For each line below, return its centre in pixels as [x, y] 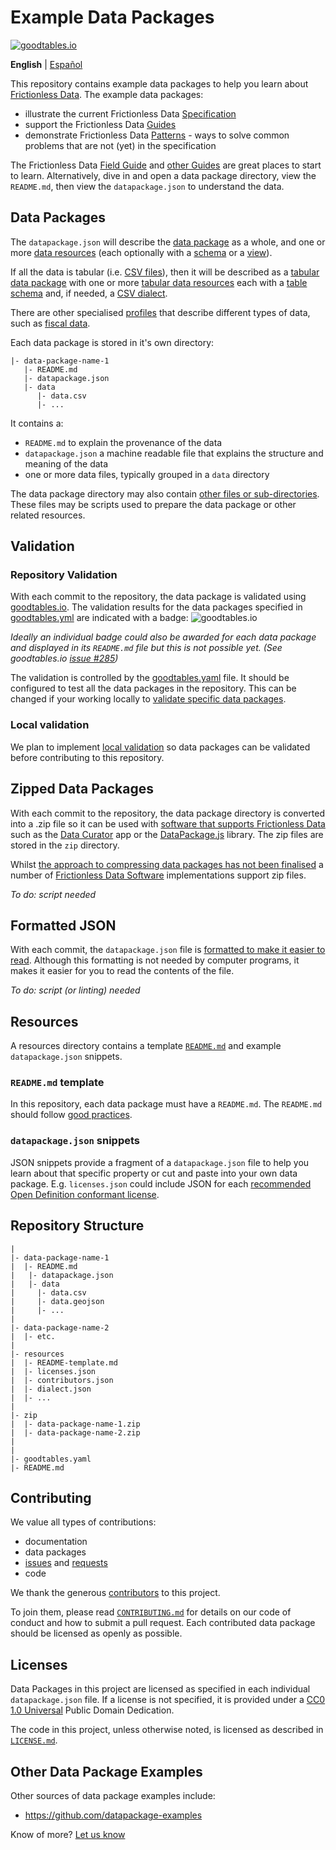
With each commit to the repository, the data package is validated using [158, 597]
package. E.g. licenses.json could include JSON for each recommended [161, 1183]
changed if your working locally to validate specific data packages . [148, 699]
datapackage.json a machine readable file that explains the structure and [174, 453]
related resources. [48, 515]
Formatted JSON [63, 925]
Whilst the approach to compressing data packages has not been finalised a [167, 864]
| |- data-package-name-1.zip [75, 1424]
